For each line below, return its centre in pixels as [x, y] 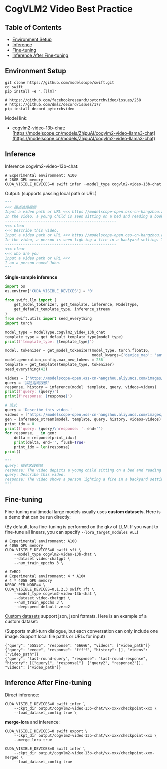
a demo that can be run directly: [38, 517]
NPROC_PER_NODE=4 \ [25, 585]
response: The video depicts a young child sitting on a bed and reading [83, 470]
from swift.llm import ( [31, 300]
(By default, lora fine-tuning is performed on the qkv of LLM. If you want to [82, 527]
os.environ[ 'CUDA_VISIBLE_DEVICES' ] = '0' [50, 291]
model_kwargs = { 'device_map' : [122, 355]
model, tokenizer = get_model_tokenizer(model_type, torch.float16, [78, 351]
